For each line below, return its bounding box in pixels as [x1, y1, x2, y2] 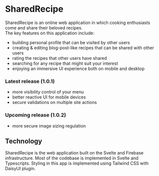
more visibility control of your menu [12, 89, 84, 95]
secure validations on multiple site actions [12, 100, 97, 105]
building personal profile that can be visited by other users [12, 39, 130, 45]
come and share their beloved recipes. [5, 25, 83, 30]
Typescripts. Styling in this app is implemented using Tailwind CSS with [5, 160, 149, 166]
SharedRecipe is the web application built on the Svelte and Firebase [5, 150, 144, 156]
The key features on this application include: [5, 30, 94, 36]
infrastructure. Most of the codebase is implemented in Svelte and [5, 155, 138, 161]
